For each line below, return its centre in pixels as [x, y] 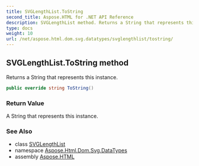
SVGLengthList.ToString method [68, 63]
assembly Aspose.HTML [45, 157]
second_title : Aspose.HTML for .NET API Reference [70, 17]
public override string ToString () [50, 88]
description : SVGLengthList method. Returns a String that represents [95, 22]
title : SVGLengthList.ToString [45, 12]
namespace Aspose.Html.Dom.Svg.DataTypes [71, 151]
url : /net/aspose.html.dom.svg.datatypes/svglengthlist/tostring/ [90, 39]
